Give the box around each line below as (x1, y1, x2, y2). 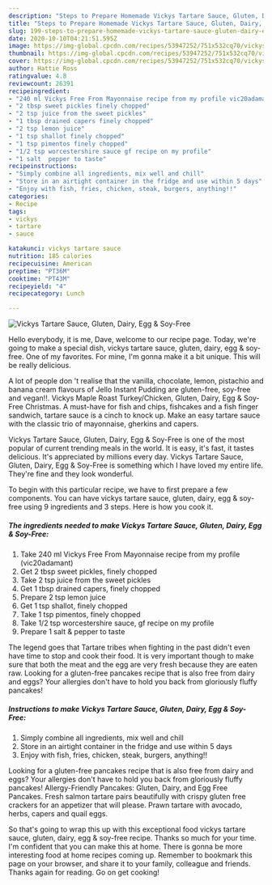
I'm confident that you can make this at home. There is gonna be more (8, 842, 243, 852)
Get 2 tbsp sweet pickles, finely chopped (19, 567, 158, 577)
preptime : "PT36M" (8, 267, 70, 275)
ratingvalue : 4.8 (8, 72, 67, 80)
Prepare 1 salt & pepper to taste (19, 627, 125, 637)
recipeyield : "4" (8, 282, 67, 290)
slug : (8, 27, 27, 35)
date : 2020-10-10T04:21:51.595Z (8, 34, 117, 43)
